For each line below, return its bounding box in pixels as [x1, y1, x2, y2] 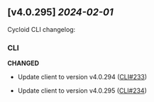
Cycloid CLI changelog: [7, 25, 76, 33]
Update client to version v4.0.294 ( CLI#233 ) [17, 73, 148, 81]
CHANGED [7, 59, 40, 67]
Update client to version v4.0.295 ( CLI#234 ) [17, 86, 147, 95]
